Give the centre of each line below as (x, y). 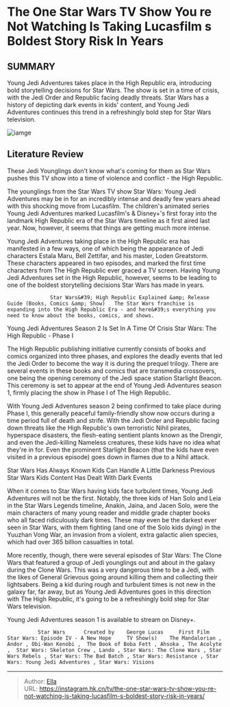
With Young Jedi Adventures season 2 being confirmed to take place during (114, 406)
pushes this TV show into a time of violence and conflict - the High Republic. (115, 178)
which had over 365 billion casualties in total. (71, 542)
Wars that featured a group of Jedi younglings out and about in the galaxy (111, 562)
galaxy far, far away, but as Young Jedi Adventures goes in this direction (109, 592)
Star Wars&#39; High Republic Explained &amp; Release (130, 297)
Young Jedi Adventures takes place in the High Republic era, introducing (110, 83)
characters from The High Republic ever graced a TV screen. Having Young (114, 270)
